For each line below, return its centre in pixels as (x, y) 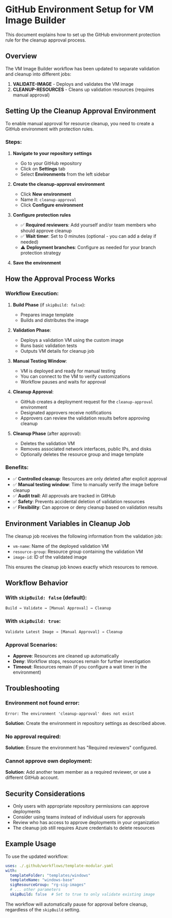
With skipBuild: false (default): (46, 598)
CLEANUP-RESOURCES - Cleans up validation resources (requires (83, 89)
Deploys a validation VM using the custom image (72, 340)
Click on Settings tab (43, 168)
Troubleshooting (33, 688)
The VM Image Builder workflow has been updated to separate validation (83, 68)
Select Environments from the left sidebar (65, 174)
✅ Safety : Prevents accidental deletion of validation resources (79, 501)
